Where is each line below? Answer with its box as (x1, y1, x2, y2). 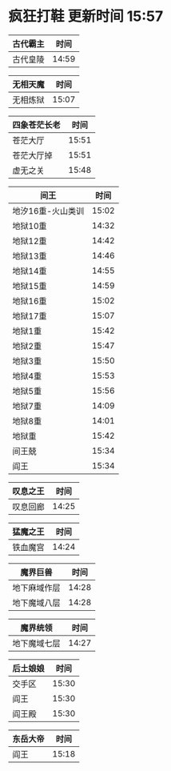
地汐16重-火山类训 (12, 205, 85, 216)
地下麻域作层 (12, 582, 62, 593)
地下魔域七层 (12, 637, 62, 649)
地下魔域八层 (12, 597, 62, 608)
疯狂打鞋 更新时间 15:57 (8, 7, 164, 26)
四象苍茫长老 (12, 119, 62, 131)
